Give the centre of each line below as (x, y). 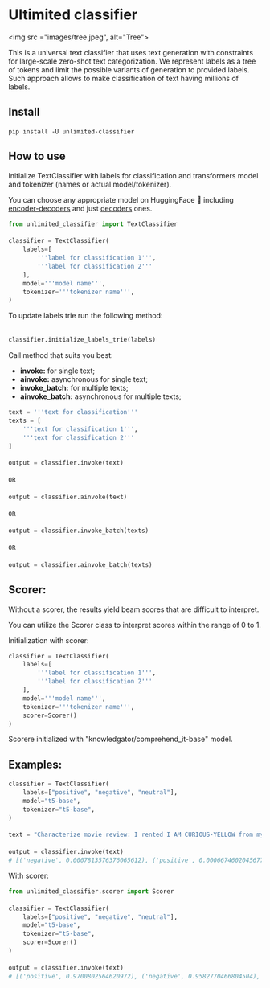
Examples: (35, 764)
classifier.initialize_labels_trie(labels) (82, 340)
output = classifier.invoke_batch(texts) (79, 531)
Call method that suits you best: (61, 355)
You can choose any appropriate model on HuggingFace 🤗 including (121, 199)
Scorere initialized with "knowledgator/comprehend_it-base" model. (121, 739)
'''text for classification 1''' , (80, 429)
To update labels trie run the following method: (86, 316)
